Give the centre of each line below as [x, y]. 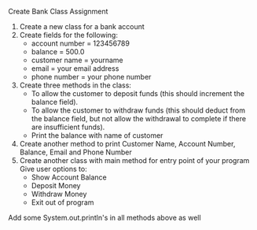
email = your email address [75, 69]
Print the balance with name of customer [97, 135]
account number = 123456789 [80, 43]
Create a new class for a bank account [82, 26]
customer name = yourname [77, 60]
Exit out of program [62, 202]
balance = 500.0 [58, 52]
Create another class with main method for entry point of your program [134, 160]
